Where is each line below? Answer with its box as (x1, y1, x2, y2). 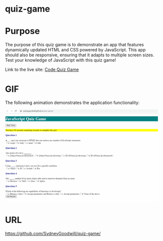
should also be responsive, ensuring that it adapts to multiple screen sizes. (5, 52, 154, 58)
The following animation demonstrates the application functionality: (5, 100, 140, 105)
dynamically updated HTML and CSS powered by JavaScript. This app (5, 47, 146, 53)
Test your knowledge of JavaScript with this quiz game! (5, 57, 116, 63)
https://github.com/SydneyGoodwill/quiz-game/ (5, 230, 101, 236)
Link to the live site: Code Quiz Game (5, 67, 79, 72)
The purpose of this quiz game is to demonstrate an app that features (5, 42, 144, 48)
